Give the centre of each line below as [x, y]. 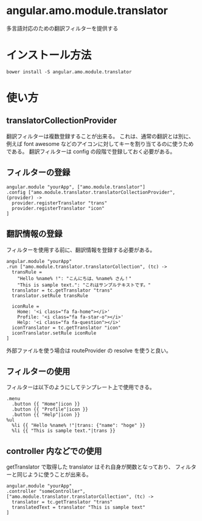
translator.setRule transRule [50, 296]
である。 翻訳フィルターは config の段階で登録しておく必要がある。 [91, 151]
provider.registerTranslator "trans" [60, 203]
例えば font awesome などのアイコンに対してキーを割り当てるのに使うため [100, 143]
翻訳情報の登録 [34, 234]
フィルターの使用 [38, 371]
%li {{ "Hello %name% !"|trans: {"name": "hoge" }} [79, 426]
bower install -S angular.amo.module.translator [69, 72]
